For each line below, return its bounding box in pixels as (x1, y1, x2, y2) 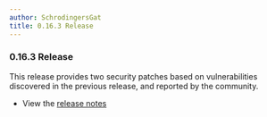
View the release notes (21, 97, 107, 108)
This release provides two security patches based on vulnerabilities (9, 71, 258, 81)
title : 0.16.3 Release (9, 21, 94, 30)
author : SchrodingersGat (9, 13, 102, 22)
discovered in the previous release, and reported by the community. (9, 80, 259, 91)
